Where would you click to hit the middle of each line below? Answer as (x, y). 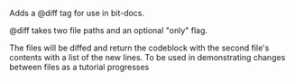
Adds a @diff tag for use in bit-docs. (77, 13)
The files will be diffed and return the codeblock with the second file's (139, 48)
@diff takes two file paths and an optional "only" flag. (109, 30)
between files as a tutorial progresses (79, 67)
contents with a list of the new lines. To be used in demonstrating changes (147, 57)
